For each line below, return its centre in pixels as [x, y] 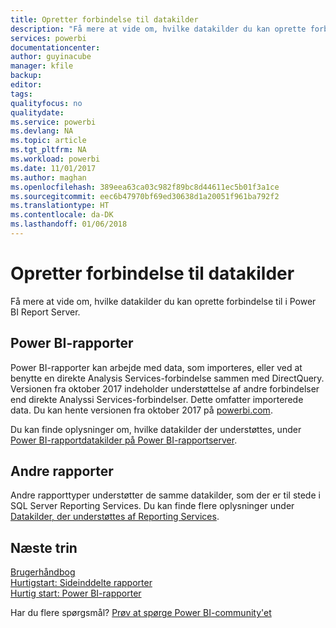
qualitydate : [37, 112]
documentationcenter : [55, 47]
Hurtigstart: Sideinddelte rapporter [81, 583]
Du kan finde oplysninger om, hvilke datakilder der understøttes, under [156, 429]
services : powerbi [48, 38]
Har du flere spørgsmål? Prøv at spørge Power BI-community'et [141, 613]
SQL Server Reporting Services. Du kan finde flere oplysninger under [152, 506]
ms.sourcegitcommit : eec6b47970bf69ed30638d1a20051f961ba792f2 [145, 196]
